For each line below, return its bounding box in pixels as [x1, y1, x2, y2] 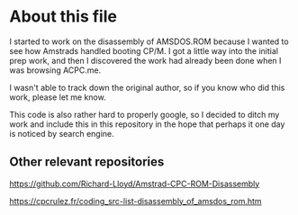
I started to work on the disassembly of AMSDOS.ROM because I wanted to [9, 36, 290, 47]
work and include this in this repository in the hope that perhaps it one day [9, 119, 285, 130]
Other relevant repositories [9, 155, 165, 170]
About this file [9, 6, 117, 27]
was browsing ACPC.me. [9, 65, 102, 76]
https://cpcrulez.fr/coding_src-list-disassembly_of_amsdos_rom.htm [9, 195, 263, 206]
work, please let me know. [9, 92, 106, 103]
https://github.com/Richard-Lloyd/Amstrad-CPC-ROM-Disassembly [9, 178, 260, 189]
